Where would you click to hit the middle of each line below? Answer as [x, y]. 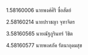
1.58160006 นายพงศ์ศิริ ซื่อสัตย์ [39, 10]
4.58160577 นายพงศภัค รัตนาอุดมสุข [44, 45]
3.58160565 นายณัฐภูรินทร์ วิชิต [40, 34]
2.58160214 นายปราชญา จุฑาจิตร [40, 22]
